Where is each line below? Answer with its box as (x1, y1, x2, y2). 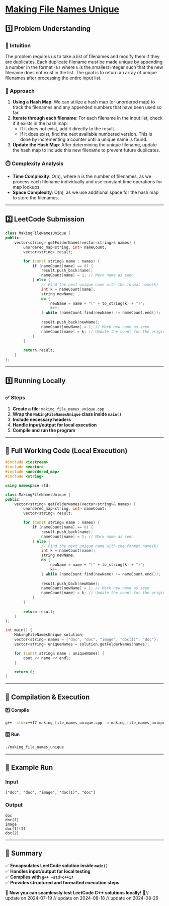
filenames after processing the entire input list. (5, 75, 102, 81)
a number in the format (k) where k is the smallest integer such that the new (5, 64, 163, 70)
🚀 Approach (5, 87, 35, 94)
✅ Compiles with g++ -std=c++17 (5, 874, 74, 880)
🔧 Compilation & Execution (5, 692, 90, 701)
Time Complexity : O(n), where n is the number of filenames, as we (12, 173, 152, 180)
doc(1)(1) (5, 826, 26, 831)
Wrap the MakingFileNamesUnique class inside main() (12, 411, 122, 417)
